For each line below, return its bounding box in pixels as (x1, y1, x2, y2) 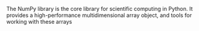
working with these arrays (6, 18, 72, 25)
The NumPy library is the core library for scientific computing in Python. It (6, 5, 193, 12)
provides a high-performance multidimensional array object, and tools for (6, 12, 192, 19)
